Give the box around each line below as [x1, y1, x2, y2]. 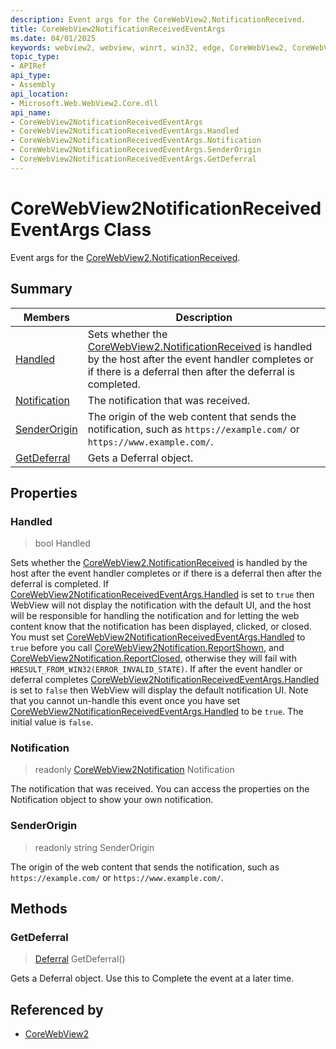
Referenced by [10, 1001, 104, 1018]
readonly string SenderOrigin [34, 841, 155, 853]
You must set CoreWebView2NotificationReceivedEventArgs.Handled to [10, 631, 306, 643]
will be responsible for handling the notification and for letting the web [10, 610, 300, 622]
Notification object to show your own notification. [10, 794, 214, 806]
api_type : [10, 71, 52, 81]
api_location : [10, 89, 70, 99]
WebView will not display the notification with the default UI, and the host [10, 599, 312, 611]
